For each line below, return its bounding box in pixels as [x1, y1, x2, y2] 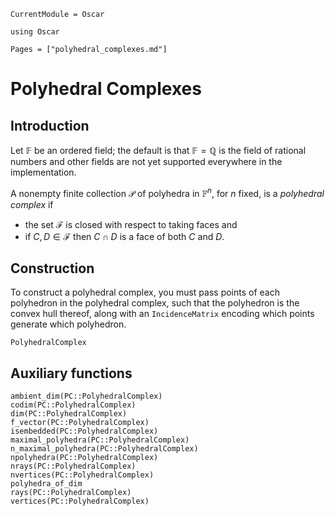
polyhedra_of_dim [10, 479, 83, 489]
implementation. [10, 166, 77, 178]
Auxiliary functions [10, 365, 133, 382]
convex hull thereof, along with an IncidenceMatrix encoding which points [10, 308, 315, 320]
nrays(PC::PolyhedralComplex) [10, 461, 137, 472]
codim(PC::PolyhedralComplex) [10, 400, 137, 410]
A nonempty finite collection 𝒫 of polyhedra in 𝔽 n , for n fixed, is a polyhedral [10, 186, 325, 199]
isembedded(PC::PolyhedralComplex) [10, 426, 159, 437]
